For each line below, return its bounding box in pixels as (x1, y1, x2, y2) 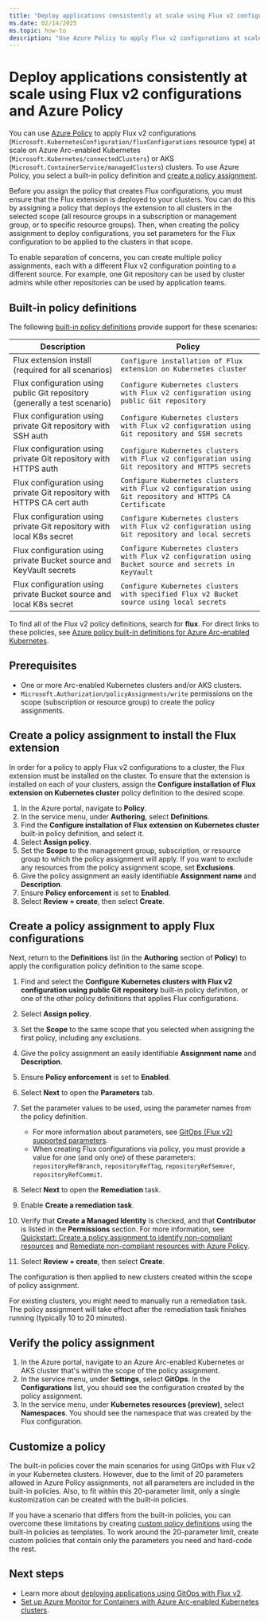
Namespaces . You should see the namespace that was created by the (20, 1408, 251, 1418)
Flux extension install (13, 355, 92, 365)
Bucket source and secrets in (120, 560, 235, 568)
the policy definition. (20, 1112, 88, 1121)
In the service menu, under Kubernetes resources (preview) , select (20, 1400, 245, 1409)
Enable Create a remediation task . (20, 1200, 134, 1210)
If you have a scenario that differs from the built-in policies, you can (9, 1510, 231, 1520)
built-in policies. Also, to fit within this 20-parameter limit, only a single (9, 1487, 241, 1496)
